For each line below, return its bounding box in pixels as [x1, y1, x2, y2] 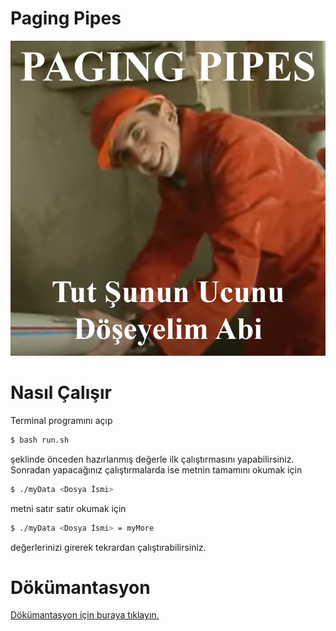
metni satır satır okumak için [10, 502, 127, 514]
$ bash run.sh [10, 435, 70, 445]
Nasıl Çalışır [10, 382, 112, 404]
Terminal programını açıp [10, 414, 113, 426]
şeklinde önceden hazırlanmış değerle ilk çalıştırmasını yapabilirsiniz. [10, 453, 295, 465]
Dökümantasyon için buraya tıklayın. [10, 609, 160, 621]
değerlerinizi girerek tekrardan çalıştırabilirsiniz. [10, 541, 207, 553]
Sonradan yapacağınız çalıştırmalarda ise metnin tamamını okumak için [10, 463, 303, 476]
